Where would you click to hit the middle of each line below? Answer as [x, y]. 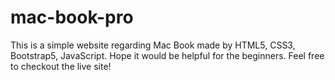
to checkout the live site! [61, 66]
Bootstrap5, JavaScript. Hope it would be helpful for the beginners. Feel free [167, 55]
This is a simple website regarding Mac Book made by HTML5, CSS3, [153, 45]
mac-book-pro [72, 17]
